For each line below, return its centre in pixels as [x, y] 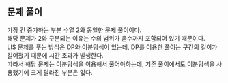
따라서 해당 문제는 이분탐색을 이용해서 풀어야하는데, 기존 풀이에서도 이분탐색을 [111, 64]
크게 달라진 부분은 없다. [62, 72]
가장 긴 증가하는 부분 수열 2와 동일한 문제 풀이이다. [74, 30]
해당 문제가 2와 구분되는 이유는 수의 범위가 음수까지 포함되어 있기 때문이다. [106, 38]
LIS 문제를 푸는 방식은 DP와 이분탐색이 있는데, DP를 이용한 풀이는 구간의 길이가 [112, 47]
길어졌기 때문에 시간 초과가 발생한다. [55, 55]
